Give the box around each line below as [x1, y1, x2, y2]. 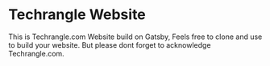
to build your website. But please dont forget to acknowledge [8, 40, 211, 49]
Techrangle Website [8, 6, 147, 24]
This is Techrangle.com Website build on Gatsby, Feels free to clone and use [8, 32, 263, 41]
